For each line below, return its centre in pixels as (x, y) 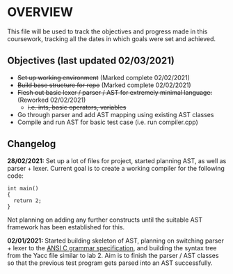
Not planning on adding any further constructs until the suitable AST (105, 220)
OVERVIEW (40, 12)
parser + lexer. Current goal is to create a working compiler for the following (116, 168)
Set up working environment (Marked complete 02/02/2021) (103, 77)
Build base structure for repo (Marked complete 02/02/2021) (104, 85)
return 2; (27, 200)
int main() (23, 188)
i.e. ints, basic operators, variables (77, 107)
